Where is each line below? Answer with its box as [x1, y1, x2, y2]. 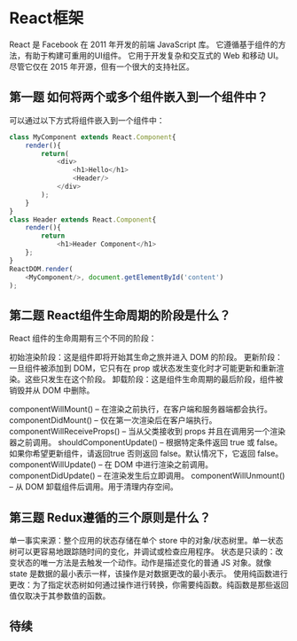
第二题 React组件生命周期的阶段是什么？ [9, 308, 231, 323]
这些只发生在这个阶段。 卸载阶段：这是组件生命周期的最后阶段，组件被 [24, 374, 284, 385]
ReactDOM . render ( [9, 264, 74, 273]
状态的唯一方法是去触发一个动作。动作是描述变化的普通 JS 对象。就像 [16, 558, 272, 567]
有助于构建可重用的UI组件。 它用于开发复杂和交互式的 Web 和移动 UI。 [24, 50, 284, 60]
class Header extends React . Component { [9, 215, 157, 224]
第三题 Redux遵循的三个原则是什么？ [9, 510, 211, 525]
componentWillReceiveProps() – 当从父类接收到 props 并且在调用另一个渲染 [9, 426, 286, 437]
